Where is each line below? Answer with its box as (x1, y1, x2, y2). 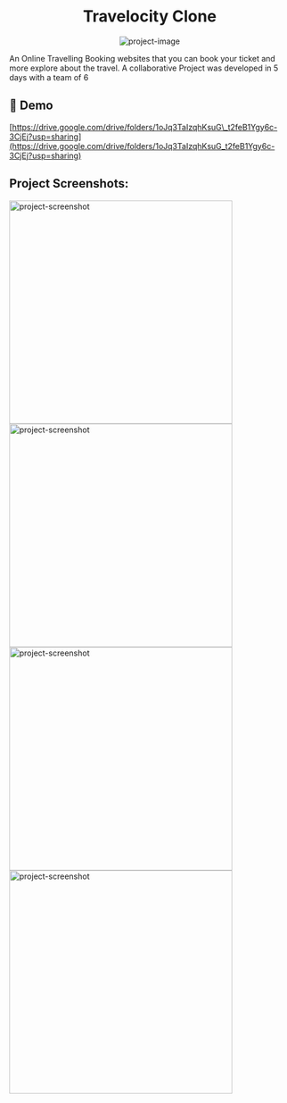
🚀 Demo (9, 98, 53, 113)
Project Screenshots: (9, 176, 129, 191)
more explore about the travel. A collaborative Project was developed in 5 (9, 63, 279, 73)
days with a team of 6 (9, 71, 89, 82)
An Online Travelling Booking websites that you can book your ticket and (9, 53, 276, 63)
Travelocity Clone (83, 6, 217, 27)
